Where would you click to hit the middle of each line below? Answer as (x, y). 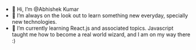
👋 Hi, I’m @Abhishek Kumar (45, 9)
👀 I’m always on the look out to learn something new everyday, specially (100, 15)
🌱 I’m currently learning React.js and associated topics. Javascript (92, 28)
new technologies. (34, 22)
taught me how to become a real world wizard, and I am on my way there (101, 35)
